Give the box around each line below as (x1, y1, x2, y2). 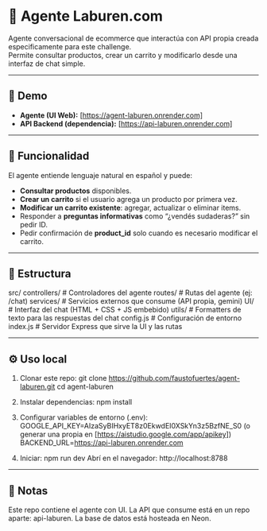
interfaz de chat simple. (8, 59, 86, 68)
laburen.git (19, 382, 56, 392)
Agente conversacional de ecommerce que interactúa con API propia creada (8, 33, 259, 43)
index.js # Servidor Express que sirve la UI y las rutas (8, 322, 183, 331)
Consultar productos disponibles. (19, 186, 132, 196)
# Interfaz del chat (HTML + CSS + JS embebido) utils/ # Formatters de (8, 305, 242, 315)
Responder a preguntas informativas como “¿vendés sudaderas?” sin (19, 211, 250, 221)
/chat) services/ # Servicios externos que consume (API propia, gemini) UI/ (8, 297, 254, 306)
